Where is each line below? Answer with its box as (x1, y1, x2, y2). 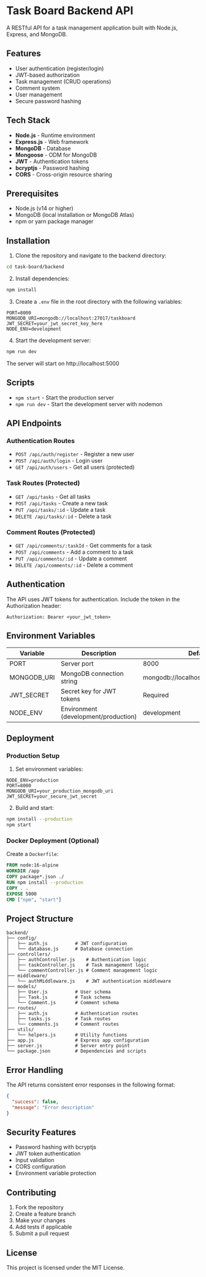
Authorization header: (6, 602, 61, 609)
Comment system (15, 84, 60, 92)
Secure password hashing (15, 97, 82, 104)
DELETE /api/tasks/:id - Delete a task (15, 513, 112, 520)
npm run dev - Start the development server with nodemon (15, 400, 163, 407)
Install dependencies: (15, 275, 70, 283)
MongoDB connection (61, 669, 124, 678)
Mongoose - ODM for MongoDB (15, 151, 97, 159)
